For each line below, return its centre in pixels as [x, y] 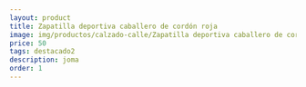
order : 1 [26, 69]
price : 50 [28, 43]
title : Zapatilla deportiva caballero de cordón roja [114, 26]
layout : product [40, 18]
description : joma [44, 60]
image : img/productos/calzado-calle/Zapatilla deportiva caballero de [146, 34]
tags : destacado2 [42, 52]
